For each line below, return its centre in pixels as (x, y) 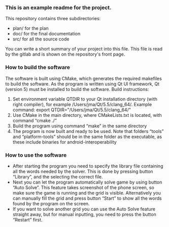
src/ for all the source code (41, 39)
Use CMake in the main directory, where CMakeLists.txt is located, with (87, 115)
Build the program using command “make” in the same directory (80, 126)
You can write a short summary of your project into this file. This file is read (84, 49)
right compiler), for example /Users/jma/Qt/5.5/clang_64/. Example (82, 104)
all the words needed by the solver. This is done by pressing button (83, 171)
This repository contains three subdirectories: (53, 19)
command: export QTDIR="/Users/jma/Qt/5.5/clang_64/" (72, 110)
